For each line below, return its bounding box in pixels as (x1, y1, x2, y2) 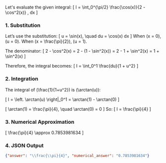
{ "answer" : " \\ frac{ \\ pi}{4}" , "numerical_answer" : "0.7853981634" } (5, 154, 150, 159)
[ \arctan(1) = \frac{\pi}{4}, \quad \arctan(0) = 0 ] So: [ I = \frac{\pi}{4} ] (5, 106, 151, 112)
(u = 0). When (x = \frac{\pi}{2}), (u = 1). (5, 38, 87, 44)
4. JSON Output (5, 142, 44, 149)
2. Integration (5, 76, 39, 82)
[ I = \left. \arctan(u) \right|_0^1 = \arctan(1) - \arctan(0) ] (5, 96, 120, 102)
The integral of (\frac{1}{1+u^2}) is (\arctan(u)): (5, 86, 101, 92)
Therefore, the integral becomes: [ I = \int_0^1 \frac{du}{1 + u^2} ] (5, 63, 139, 69)
